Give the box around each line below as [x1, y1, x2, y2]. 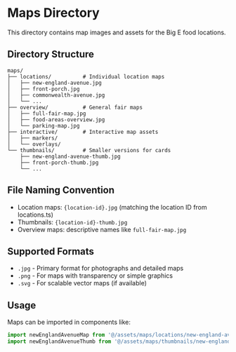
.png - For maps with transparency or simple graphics [17, 271, 173, 280]
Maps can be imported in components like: [7, 318, 131, 327]
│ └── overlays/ [7, 140, 61, 148]
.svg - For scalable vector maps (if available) [17, 279, 147, 287]
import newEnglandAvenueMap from [7, 332, 105, 339]
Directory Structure [7, 48, 95, 60]
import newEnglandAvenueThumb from [7, 338, 112, 345]
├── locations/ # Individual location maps [7, 73, 165, 80]
